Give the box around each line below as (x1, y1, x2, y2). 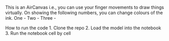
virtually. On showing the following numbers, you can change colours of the (5, 10, 163, 16)
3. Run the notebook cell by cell (5, 30, 71, 36)
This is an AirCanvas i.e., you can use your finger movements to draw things (5, 5, 164, 10)
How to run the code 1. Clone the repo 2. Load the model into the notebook (5, 25, 161, 31)
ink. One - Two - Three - (5, 15, 56, 21)
